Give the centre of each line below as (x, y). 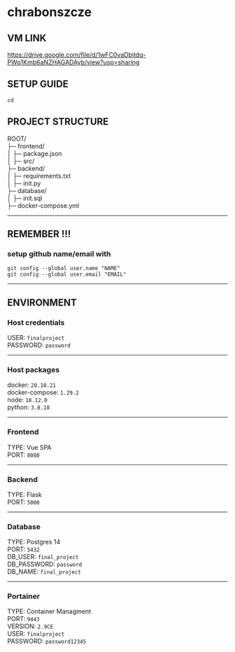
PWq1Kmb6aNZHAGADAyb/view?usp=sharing (73, 62)
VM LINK (27, 38)
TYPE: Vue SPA (29, 447)
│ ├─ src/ (21, 161)
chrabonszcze (50, 12)
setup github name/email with (59, 254)
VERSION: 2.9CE (30, 626)
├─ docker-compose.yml (43, 205)
